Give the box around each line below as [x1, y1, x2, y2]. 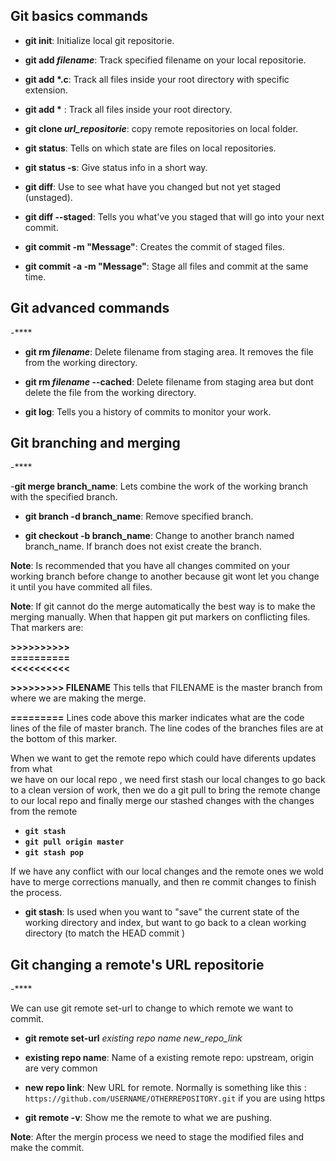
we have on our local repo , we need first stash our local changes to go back [10, 774, 326, 786]
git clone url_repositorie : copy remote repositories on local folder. [24, 122, 299, 134]
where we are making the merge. [10, 692, 147, 704]
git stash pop [24, 848, 84, 858]
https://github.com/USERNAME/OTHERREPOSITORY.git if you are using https [24, 1092, 326, 1104]
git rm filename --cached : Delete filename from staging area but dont [24, 375, 314, 388]
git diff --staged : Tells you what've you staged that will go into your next [24, 210, 325, 223]
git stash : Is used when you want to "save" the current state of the [24, 906, 300, 918]
